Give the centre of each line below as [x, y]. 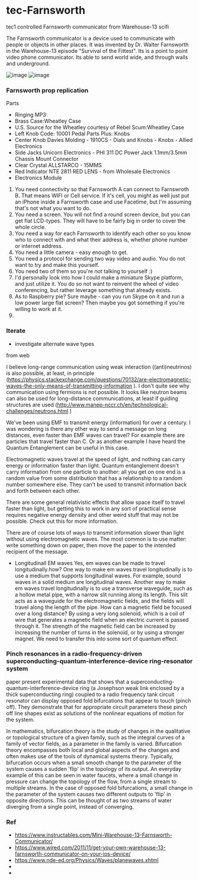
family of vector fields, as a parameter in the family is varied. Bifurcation [94, 744]
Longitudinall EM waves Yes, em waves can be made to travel [90, 563]
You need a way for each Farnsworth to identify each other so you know [103, 233]
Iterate [16, 331]
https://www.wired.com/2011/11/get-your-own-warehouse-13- [90, 848]
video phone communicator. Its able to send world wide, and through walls [97, 57]
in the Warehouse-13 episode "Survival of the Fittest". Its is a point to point [97, 50]
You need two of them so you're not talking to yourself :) [84, 271]
